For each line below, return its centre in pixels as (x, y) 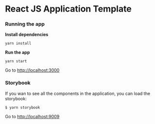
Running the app (25, 24)
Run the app (17, 52)
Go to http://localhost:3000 (32, 70)
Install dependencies (27, 34)
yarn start (16, 62)
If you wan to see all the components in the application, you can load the (78, 93)
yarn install (18, 44)
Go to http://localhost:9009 (32, 116)
